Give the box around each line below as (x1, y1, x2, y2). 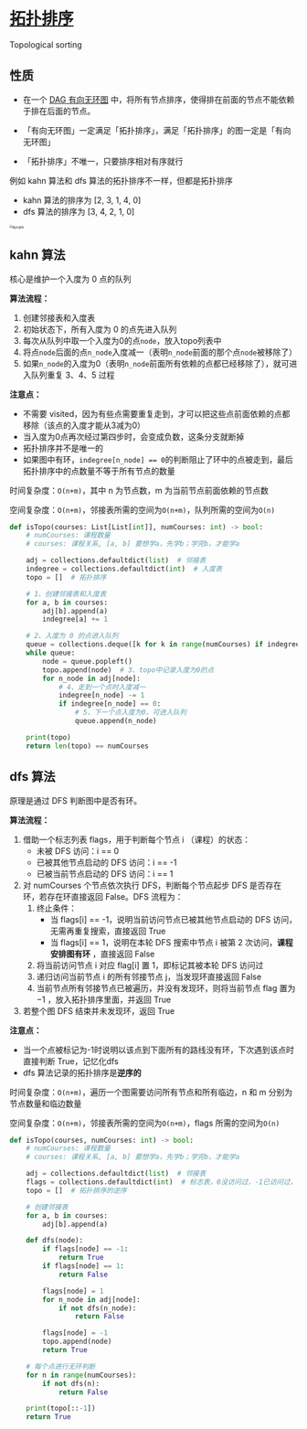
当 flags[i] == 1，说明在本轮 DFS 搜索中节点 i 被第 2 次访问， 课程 (49, 936, 294, 947)
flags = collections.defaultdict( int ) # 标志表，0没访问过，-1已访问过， (26, 1178, 297, 1187)
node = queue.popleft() (42, 656, 132, 666)
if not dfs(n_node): (58, 1304, 137, 1313)
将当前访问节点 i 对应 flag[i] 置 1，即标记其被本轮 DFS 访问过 (36, 959, 264, 970)
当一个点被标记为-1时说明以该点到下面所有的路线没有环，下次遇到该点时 (22, 1044, 294, 1055)
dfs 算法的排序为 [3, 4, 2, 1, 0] (22, 206, 135, 217)
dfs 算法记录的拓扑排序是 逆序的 (22, 1067, 142, 1078)
